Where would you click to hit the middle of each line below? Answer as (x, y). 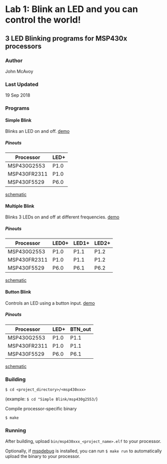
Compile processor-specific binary (41, 408)
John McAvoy (19, 71)
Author (14, 60)
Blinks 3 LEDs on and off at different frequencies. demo (62, 217)
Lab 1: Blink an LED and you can (72, 9)
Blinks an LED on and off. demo (37, 131)
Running (16, 430)
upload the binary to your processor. (43, 456)
